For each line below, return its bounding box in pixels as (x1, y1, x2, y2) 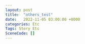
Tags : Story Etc (5, 26, 39, 31)
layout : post (5, 7, 33, 13)
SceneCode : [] (5, 31, 35, 36)
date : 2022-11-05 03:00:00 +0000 (5, 17, 80, 22)
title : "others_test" (5, 12, 53, 17)
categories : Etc (5, 21, 39, 27)
